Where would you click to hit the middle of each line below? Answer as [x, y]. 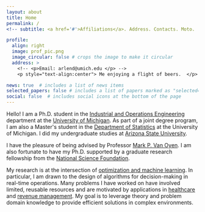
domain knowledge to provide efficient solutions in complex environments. [100, 203]
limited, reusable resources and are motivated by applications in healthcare [101, 189]
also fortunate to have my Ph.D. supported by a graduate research [89, 152]
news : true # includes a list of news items [65, 85]
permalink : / [23, 23]
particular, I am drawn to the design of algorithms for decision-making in [97, 177]
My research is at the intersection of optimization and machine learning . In [100, 170]
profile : [17, 40]
